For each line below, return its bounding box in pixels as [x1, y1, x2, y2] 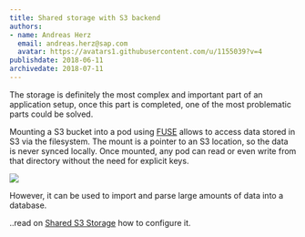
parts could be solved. [9, 108, 94, 119]
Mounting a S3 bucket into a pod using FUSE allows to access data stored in [9, 126, 296, 137]
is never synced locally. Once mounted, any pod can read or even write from [9, 145, 297, 156]
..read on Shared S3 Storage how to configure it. [9, 217, 191, 228]
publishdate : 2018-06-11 [9, 56, 104, 65]
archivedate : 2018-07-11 [9, 65, 104, 74]
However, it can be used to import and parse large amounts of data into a [9, 190, 284, 201]
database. [9, 200, 47, 211]
